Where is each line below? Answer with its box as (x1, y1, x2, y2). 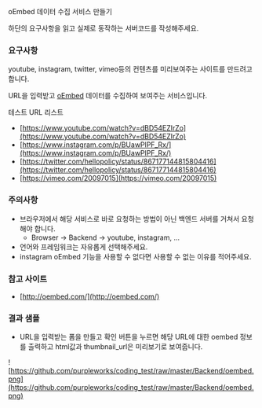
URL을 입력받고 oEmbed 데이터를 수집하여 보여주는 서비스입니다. (8, 91, 208, 101)
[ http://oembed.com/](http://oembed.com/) (19, 292, 160, 301)
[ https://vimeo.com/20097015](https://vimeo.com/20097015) (19, 174, 217, 183)
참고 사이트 (8, 274, 48, 285)
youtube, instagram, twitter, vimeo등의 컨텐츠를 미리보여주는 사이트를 (8, 64, 226, 74)
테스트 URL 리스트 (8, 108, 64, 117)
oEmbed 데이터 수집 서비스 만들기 (8, 7, 112, 16)
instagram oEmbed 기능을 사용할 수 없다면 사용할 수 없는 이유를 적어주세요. (19, 252, 253, 261)
